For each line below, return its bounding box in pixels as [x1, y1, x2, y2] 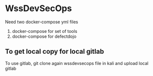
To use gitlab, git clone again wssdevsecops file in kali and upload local [5, 60, 149, 66]
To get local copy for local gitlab [5, 47, 104, 56]
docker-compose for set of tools [12, 28, 77, 34]
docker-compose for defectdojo [12, 33, 76, 39]
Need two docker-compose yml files [5, 19, 78, 25]
